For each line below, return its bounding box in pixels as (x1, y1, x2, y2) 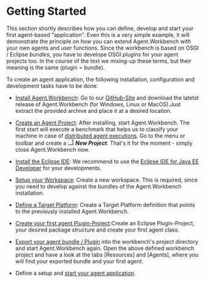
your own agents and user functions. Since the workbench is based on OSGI (6, 44, 199, 52)
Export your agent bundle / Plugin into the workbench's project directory (15, 238, 199, 245)
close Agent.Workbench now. (15, 145, 90, 153)
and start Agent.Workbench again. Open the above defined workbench (15, 244, 195, 252)
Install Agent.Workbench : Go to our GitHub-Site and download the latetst (15, 94, 199, 101)
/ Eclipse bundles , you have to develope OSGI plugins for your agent (6, 50, 179, 58)
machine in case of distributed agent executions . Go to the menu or (15, 132, 185, 139)
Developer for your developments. (15, 164, 102, 171)
